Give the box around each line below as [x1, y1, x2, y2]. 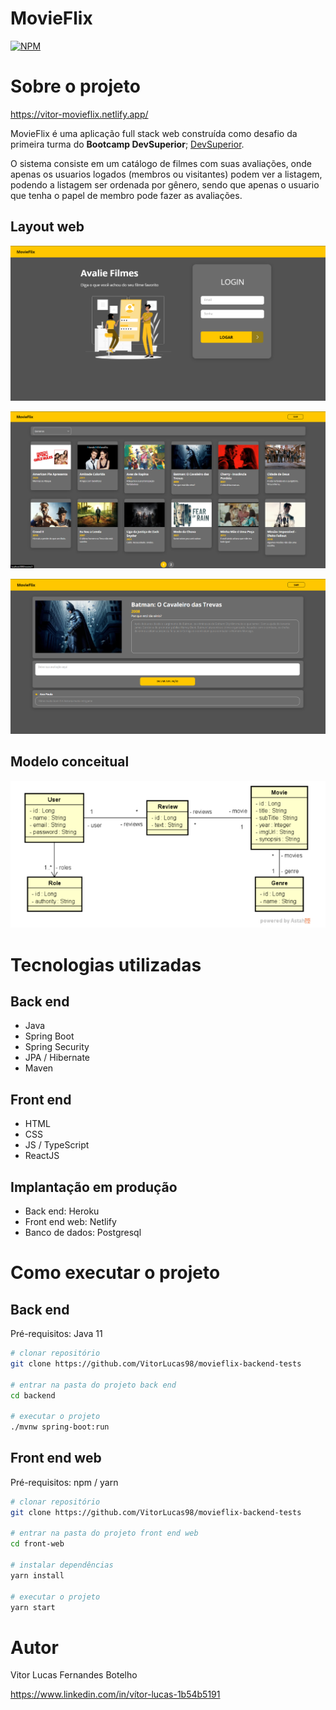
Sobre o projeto [10, 75, 141, 98]
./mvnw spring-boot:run [10, 1422, 110, 1432]
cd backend [10, 1390, 56, 1401]
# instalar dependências [10, 1560, 114, 1571]
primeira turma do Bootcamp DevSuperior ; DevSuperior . [10, 138, 245, 150]
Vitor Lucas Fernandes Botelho [10, 1669, 138, 1681]
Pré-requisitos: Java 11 [10, 1328, 103, 1340]
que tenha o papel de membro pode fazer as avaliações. [10, 189, 243, 201]
